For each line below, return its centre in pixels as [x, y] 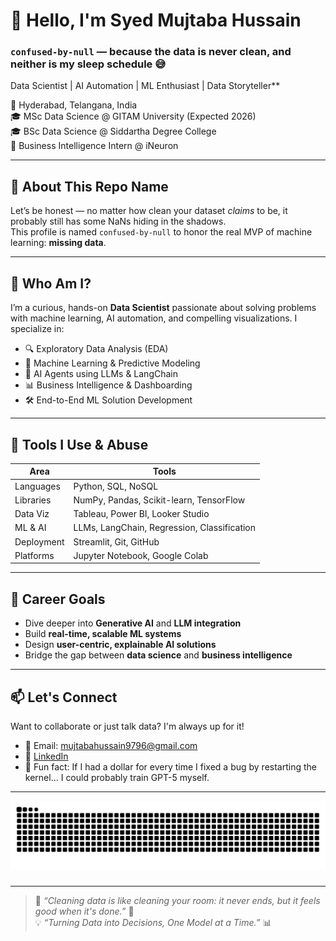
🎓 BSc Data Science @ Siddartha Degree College [113, 131]
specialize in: [37, 329]
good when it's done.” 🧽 [84, 911]
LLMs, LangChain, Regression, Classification [165, 528]
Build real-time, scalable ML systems [103, 634]
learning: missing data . [58, 243]
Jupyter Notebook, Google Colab [141, 555]
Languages [37, 486]
